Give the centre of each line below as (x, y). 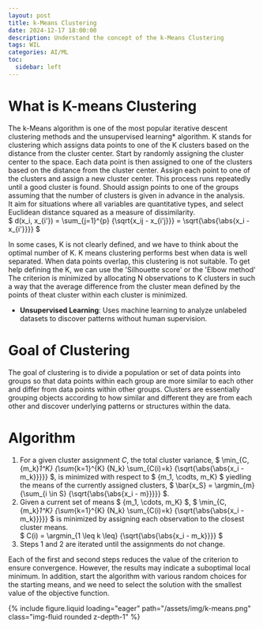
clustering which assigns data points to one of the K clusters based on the (129, 145)
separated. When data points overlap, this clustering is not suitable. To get (129, 261)
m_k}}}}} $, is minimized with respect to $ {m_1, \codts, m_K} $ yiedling (135, 476)
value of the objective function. (59, 593)
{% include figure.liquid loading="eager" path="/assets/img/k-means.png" (130, 608)
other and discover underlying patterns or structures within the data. (120, 406)
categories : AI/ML (38, 52)
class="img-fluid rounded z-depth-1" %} (74, 616)
